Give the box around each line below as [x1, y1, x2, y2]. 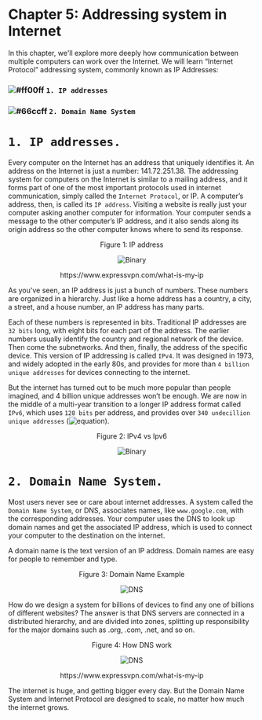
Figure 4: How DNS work [91, 640, 173, 649]
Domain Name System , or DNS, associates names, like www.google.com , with [8, 505, 245, 515]
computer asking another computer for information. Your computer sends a [8, 208, 252, 217]
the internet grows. [8, 702, 70, 712]
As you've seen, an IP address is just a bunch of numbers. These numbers [8, 285, 249, 295]
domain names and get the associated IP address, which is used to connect [8, 522, 253, 531]
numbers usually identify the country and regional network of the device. [8, 334, 244, 343]
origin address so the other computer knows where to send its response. [8, 224, 243, 233]
